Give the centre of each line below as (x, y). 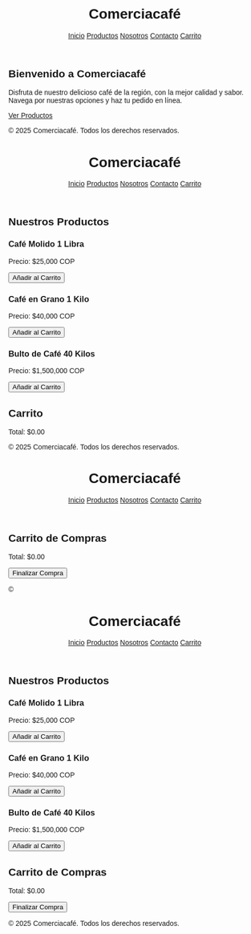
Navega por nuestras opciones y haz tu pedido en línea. (95, 101)
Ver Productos (30, 116)
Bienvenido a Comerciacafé (77, 73)
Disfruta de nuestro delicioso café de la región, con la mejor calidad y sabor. (126, 93)
